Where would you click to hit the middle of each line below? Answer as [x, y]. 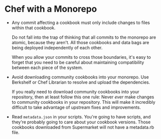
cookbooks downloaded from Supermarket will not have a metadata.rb [83, 127]
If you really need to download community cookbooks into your [75, 92]
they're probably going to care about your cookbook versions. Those [81, 122]
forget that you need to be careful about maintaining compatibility [78, 62]
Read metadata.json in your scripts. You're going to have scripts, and [81, 116]
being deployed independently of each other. [57, 47]
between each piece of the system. [47, 68]
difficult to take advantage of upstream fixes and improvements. [76, 107]
